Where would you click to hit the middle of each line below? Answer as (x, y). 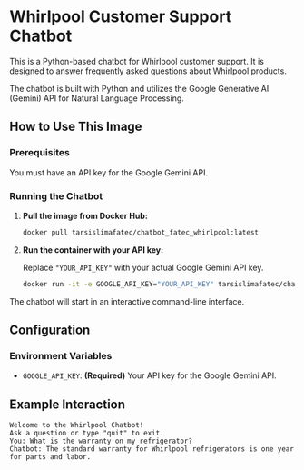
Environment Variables (61, 355)
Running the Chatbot (56, 195)
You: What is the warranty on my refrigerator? (101, 441)
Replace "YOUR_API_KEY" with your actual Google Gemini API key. (143, 267)
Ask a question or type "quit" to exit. (87, 434)
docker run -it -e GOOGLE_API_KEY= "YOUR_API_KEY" (118, 284)
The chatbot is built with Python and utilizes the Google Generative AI (139, 88)
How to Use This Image (76, 127)
